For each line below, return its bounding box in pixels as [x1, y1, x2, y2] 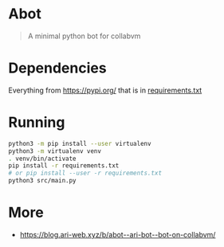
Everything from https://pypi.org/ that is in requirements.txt [8, 85, 202, 95]
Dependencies [8, 59, 107, 77]
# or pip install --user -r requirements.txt [8, 169, 162, 178]
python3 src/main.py [8, 177, 77, 185]
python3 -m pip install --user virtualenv [8, 139, 151, 147]
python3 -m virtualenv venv [8, 147, 102, 155]
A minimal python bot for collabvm [27, 31, 141, 41]
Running [8, 113, 65, 131]
